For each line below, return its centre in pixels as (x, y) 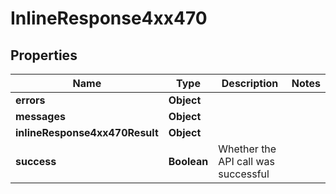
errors (30, 100)
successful (244, 174)
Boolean (188, 161)
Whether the (247, 149)
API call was (246, 161)
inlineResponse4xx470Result (87, 132)
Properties (44, 55)
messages (40, 116)
